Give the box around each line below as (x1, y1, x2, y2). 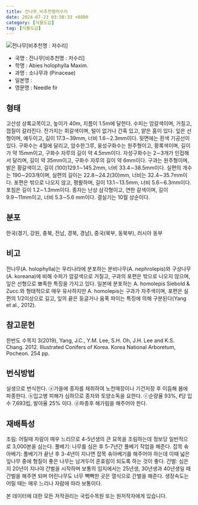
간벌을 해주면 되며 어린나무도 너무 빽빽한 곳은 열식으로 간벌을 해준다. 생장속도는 (6, 473, 189, 480)
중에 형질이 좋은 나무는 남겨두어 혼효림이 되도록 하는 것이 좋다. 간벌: (21, 458, 178, 465)
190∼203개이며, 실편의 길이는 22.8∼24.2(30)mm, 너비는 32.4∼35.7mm (12, 172, 183, 179)
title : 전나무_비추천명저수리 (6, 8, 68, 15)
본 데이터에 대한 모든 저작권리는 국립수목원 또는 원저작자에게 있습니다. (6, 493, 167, 500)
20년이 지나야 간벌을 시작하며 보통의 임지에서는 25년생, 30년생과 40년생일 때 (12, 465, 191, 473)
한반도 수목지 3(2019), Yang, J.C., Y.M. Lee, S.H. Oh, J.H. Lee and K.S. (6, 337, 175, 344)
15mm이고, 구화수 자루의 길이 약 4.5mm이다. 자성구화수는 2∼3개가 (18, 149, 174, 157)
